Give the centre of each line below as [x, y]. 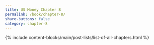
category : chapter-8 [27, 23]
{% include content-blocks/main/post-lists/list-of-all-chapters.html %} [77, 38]
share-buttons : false [28, 19]
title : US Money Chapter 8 [33, 10]
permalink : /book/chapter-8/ [35, 14]
